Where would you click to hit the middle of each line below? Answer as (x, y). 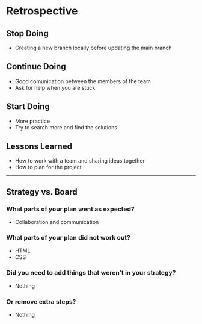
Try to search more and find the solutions (66, 127)
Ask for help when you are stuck (55, 87)
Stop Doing (28, 33)
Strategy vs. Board (42, 192)
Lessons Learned (39, 147)
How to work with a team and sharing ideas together (80, 161)
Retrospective (42, 11)
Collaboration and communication (57, 222)
